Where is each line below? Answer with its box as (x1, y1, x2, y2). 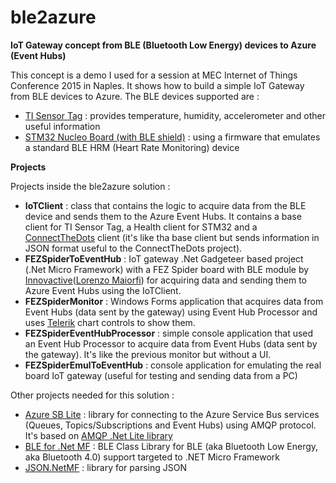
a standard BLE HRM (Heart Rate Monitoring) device (24, 141, 240, 153)
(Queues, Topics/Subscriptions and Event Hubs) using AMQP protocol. (24, 419, 317, 431)
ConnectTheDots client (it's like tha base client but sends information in (24, 231, 320, 243)
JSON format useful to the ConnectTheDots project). (24, 242, 243, 254)
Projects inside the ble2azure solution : (10, 180, 171, 192)
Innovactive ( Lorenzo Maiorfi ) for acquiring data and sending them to (24, 274, 307, 286)
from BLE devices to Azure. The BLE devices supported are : (10, 90, 260, 102)
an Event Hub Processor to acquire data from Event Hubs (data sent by (24, 337, 318, 350)
